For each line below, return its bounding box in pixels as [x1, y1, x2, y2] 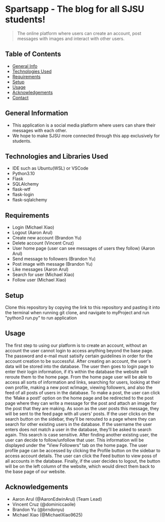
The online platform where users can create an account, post [17, 30, 141, 36]
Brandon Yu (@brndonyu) [12, 506, 65, 513]
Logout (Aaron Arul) [12, 230, 53, 236]
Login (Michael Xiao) [12, 224, 55, 231]
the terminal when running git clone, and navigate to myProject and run [5, 310, 149, 315]
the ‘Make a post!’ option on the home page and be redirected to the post [5, 395, 154, 401]
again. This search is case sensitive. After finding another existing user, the [5, 431, 158, 437]
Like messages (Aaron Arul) [12, 266, 69, 273]
